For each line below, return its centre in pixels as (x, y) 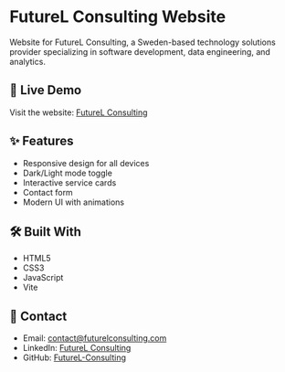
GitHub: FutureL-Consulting (74, 357)
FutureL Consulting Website (118, 17)
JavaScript (43, 278)
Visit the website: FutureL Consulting (79, 112)
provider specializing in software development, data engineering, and (140, 51)
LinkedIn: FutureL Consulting (77, 348)
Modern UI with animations (74, 202)
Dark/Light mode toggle (67, 173)
